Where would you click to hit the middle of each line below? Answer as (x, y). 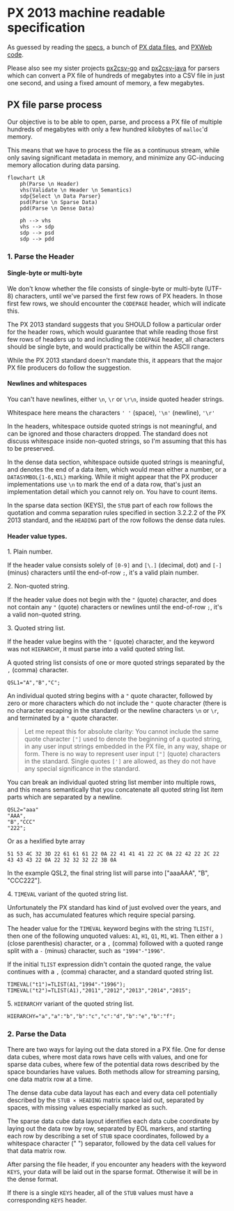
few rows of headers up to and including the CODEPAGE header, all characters (116, 339)
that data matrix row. (37, 1150)
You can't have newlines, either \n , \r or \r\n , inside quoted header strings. (116, 399)
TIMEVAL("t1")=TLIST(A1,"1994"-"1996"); (67, 985)
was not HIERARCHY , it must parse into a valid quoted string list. (96, 649)
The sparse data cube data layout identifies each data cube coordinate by (113, 1121)
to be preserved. (31, 449)
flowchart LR (26, 177)
